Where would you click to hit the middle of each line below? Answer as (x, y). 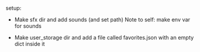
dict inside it (30, 44)
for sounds (28, 26)
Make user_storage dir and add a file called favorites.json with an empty (104, 37)
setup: (14, 8)
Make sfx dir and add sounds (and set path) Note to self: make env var (102, 19)
